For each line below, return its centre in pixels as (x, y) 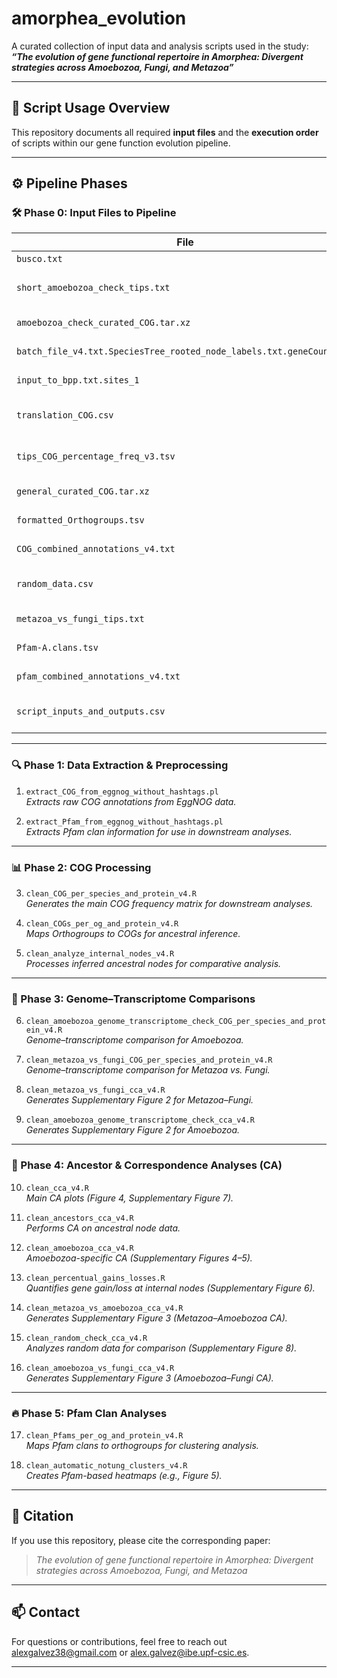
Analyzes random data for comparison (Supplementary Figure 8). (161, 1348)
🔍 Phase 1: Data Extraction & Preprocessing (120, 765)
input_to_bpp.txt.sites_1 (78, 380)
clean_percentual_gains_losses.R (95, 1278)
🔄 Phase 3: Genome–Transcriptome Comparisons (133, 999)
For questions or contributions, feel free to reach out (119, 1641)
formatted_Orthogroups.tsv (80, 520)
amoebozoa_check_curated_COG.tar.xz (103, 323)
